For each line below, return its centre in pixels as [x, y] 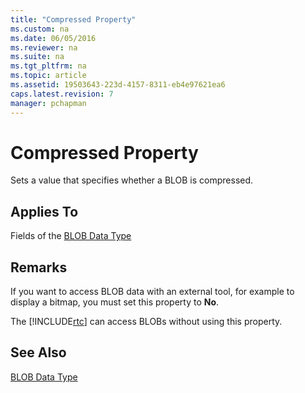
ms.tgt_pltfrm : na [48, 66]
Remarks [39, 267]
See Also [38, 352]
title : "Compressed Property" [73, 19]
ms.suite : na [37, 57]
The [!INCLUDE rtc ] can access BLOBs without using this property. [146, 322]
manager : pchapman [48, 103]
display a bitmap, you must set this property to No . [115, 302]
